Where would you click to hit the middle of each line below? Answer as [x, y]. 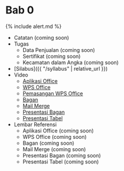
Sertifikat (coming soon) [52, 56]
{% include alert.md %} [33, 26]
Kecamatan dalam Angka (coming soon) [70, 62]
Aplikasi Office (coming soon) [58, 130]
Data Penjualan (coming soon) [59, 50]
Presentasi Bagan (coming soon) [62, 155]
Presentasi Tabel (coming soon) [61, 162]
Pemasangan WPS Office [53, 93]
